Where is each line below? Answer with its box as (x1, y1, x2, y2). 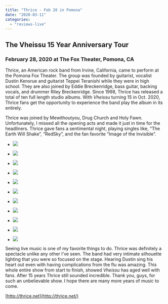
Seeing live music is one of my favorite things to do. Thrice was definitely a (5, 245, 162, 251)
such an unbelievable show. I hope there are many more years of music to (5, 278, 159, 284)
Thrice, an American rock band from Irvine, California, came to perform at (5, 67, 159, 73)
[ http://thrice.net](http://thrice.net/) (5, 293, 79, 299)
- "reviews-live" (10, 21, 47, 27)
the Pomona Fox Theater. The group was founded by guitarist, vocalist (5, 72, 152, 79)
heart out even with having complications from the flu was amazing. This (5, 261, 157, 267)
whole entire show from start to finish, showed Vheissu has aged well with (5, 267, 160, 273)
